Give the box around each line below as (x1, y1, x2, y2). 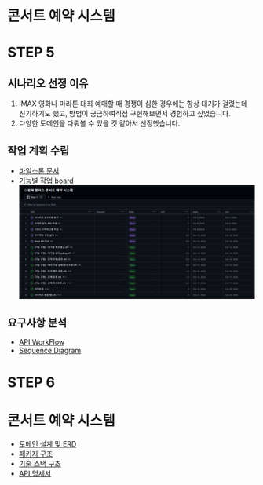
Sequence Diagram (18, 346, 82, 356)
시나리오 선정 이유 (7, 76, 89, 90)
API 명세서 (18, 469, 52, 478)
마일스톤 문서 (18, 166, 60, 175)
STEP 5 (7, 44, 56, 61)
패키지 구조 (18, 449, 53, 458)
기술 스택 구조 (18, 458, 61, 468)
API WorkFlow (18, 337, 64, 347)
